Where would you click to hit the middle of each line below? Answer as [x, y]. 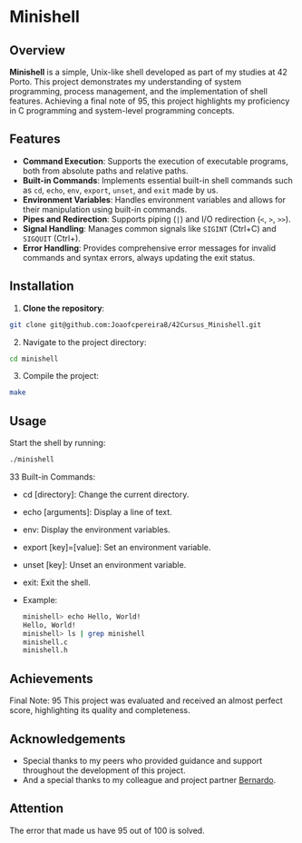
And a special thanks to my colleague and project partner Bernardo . [149, 779]
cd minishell [34, 359]
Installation [42, 287]
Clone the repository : [63, 308]
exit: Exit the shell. [56, 582]
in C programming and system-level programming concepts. [122, 110]
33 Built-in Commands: [53, 476]
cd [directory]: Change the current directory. [106, 494]
